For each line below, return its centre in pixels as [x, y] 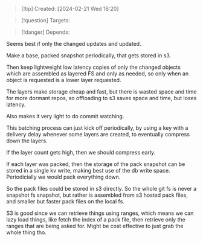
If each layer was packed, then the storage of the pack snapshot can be [96, 164]
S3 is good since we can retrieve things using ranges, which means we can [100, 213]
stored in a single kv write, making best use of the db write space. [88, 170]
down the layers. [27, 141]
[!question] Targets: [46, 20]
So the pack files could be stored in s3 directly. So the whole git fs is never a [101, 189]
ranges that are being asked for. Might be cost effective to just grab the [95, 226]
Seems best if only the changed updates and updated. [74, 44]
